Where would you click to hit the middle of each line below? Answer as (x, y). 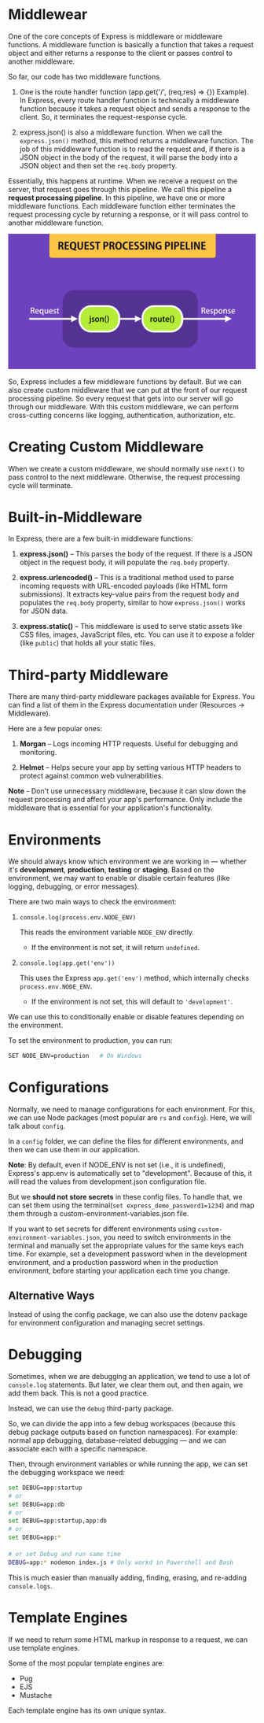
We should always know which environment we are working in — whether (128, 861)
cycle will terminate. (40, 485)
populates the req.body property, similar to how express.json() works (132, 603)
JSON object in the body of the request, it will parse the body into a (128, 157)
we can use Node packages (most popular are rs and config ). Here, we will (130, 1118)
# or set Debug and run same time (65, 1554)
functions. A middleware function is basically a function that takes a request (131, 44)
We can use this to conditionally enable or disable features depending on (126, 1017)
